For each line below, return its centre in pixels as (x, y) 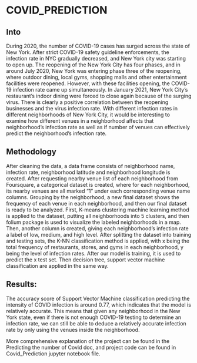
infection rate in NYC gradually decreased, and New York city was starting (96, 58)
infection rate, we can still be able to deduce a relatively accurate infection (96, 323)
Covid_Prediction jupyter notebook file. (53, 354)
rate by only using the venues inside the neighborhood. (73, 330)
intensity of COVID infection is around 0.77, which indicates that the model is (98, 305)
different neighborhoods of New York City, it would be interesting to (88, 115)
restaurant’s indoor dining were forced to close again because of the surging (99, 96)
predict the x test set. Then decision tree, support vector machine (86, 260)
